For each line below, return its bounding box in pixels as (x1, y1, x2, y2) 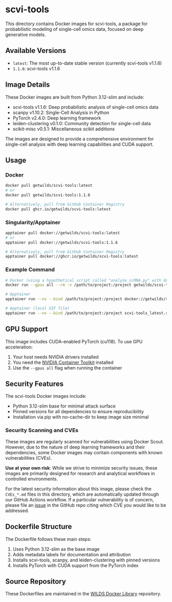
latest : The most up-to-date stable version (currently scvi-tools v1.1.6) (12, 60, 162, 66)
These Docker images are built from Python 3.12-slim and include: (5, 94, 144, 100)
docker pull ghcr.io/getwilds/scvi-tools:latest (5, 206, 111, 211)
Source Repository (5, 577, 67, 586)
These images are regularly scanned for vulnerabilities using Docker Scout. (5, 438, 164, 444)
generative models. (5, 31, 46, 37)
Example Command (5, 266, 55, 273)
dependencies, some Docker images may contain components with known (5, 449, 163, 455)
